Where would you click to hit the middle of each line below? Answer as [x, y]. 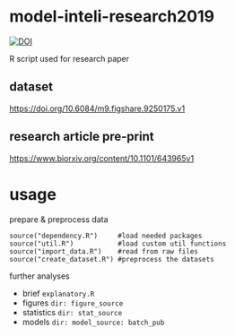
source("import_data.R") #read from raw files [104, 251]
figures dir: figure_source [73, 303]
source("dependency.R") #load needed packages [106, 236]
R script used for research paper [70, 58]
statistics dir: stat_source [72, 312]
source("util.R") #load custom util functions [118, 244]
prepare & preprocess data [59, 219]
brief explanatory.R [58, 293]
